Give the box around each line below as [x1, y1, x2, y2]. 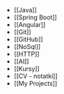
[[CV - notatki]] [13, 72, 58, 80]
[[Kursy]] [13, 65, 40, 73]
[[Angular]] [13, 21, 46, 28]
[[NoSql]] [13, 43, 41, 50]
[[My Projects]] [13, 79, 58, 87]
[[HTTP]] [13, 50, 40, 58]
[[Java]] [13, 6, 37, 14]
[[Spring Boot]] [13, 13, 57, 21]
